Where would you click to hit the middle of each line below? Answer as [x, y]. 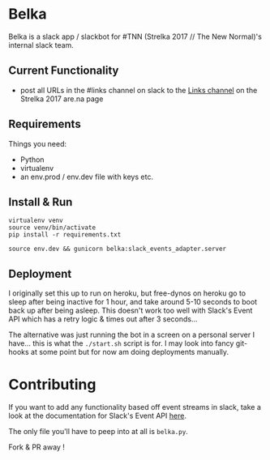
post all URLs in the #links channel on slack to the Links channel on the [139, 90]
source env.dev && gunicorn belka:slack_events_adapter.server [118, 249]
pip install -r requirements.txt [65, 235]
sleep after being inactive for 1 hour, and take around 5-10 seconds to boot [133, 302]
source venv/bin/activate [52, 228]
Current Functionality [64, 71]
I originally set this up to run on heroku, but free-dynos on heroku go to [127, 293]
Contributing [52, 385]
